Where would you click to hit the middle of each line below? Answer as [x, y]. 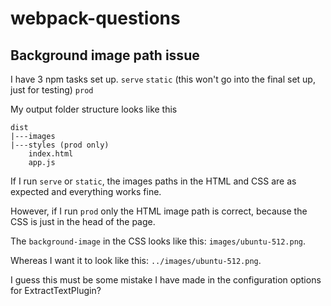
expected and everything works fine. [86, 191]
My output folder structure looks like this [94, 109]
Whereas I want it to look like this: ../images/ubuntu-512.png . [136, 260]
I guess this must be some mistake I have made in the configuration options [166, 280]
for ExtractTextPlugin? [56, 290]
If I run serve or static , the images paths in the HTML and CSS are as [153, 181]
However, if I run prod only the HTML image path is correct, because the [159, 211]
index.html [51, 154]
